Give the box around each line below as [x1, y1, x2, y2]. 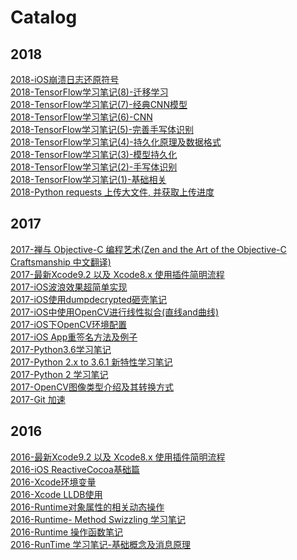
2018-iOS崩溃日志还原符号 [10, 74, 120, 85]
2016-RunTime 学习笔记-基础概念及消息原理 [10, 538, 192, 550]
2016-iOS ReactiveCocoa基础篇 [10, 463, 140, 475]
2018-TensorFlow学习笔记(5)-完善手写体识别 [10, 124, 194, 135]
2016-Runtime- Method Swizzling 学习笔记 [10, 513, 186, 525]
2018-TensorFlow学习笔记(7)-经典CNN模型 [10, 99, 188, 110]
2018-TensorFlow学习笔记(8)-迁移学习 [10, 86, 169, 98]
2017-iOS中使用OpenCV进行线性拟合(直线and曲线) [10, 306, 220, 318]
